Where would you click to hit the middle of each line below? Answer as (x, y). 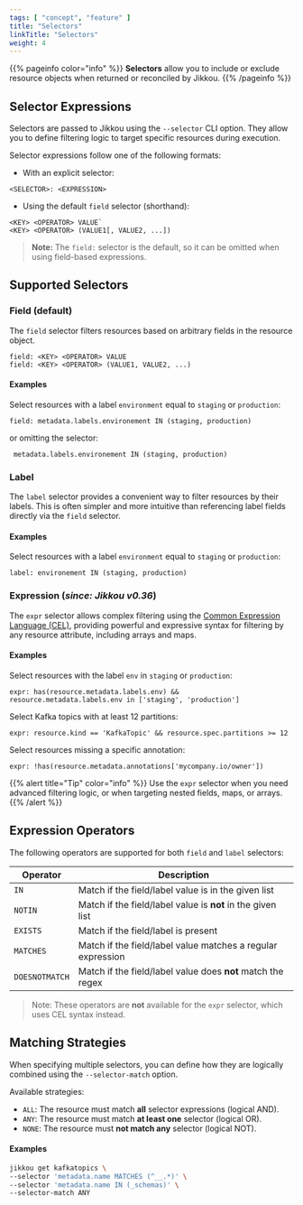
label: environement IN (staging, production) (98, 573)
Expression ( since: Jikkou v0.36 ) (83, 596)
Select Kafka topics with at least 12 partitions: (94, 716)
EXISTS (28, 930)
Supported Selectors (69, 285)
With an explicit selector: (68, 173)
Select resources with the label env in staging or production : (121, 675)
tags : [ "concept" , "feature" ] (70, 18)
